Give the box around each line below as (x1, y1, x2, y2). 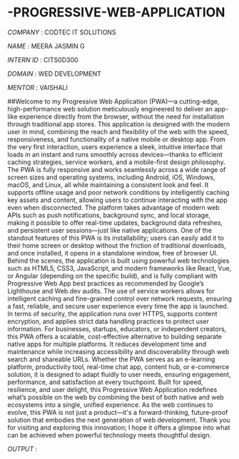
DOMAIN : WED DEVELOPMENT (7, 69, 101, 78)
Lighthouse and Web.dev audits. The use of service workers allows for (7, 286, 215, 295)
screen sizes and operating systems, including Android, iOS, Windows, (7, 173, 215, 181)
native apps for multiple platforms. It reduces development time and (7, 340, 207, 348)
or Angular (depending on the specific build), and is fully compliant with (7, 271, 218, 280)
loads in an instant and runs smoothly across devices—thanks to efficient (7, 150, 223, 158)
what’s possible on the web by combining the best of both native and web (7, 393, 225, 401)
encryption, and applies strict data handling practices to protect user (7, 317, 209, 326)
